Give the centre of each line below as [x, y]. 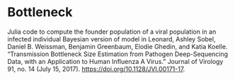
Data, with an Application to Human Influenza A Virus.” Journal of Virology [115, 61]
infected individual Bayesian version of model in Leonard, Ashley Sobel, [111, 39]
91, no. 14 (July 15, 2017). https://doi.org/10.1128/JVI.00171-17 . [96, 69]
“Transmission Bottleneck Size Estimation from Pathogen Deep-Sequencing [118, 54]
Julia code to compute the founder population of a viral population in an [112, 32]
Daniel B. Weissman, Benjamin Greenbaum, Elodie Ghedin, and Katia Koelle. [117, 46]
